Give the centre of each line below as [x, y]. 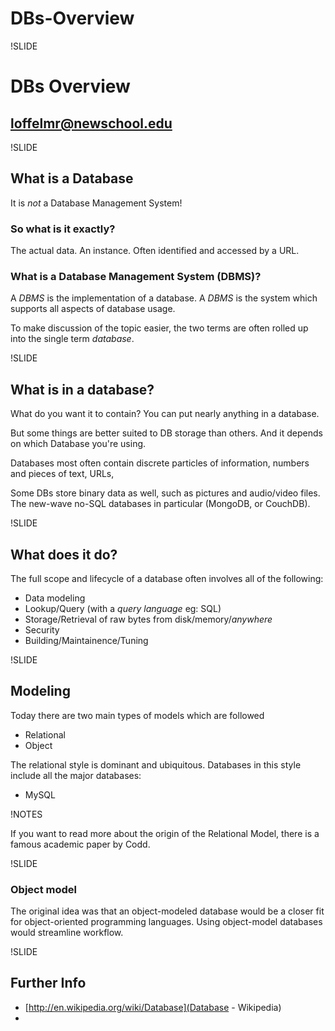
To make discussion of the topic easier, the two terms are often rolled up [159, 328]
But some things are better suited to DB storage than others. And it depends [166, 433]
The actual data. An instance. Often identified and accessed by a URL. [155, 251]
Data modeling [55, 598]
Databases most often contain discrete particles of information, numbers [160, 463]
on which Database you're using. [78, 444]
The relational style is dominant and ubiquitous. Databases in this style [156, 764]
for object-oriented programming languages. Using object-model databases [166, 922]
